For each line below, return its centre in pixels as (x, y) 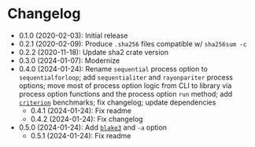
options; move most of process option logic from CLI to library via (125, 85)
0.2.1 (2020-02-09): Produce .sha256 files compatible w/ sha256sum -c (133, 43)
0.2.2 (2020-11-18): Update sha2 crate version (94, 52)
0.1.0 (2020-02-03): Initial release (73, 35)
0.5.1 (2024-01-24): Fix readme (81, 135)
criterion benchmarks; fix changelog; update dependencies (117, 102)
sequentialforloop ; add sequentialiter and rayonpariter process (126, 77)
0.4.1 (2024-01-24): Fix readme (81, 110)
